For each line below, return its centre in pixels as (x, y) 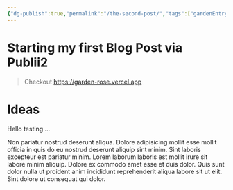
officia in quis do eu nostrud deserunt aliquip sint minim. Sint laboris (104, 149)
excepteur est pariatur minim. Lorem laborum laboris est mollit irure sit (107, 157)
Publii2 (28, 62)
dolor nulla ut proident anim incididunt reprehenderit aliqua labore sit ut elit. (115, 171)
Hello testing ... (29, 129)
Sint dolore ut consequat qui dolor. (57, 179)
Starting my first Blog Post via (95, 47)
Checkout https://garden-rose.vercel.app (83, 82)
